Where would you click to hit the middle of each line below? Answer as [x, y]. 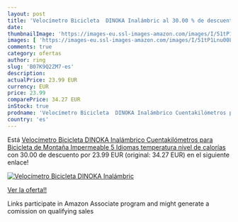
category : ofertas [34, 54]
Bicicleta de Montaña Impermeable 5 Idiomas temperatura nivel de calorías [117, 147]
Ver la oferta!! [27, 189]
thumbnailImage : [31, 34]
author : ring [27, 60]
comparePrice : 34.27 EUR [44, 100]
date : [15, 27]
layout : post [27, 14]
